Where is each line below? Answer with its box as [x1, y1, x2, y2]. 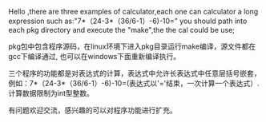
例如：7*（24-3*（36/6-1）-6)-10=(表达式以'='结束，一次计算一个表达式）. [8, 79, 260, 88]
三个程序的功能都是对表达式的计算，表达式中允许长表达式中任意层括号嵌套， [8, 69, 261, 78]
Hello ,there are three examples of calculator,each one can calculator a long [8, 7, 259, 16]
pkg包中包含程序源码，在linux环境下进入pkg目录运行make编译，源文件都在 [8, 41, 256, 51]
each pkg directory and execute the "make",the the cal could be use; [8, 26, 235, 34]
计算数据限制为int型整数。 [8, 89, 95, 98]
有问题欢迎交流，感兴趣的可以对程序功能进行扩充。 [8, 105, 177, 115]
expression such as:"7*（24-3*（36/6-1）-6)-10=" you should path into [8, 16, 248, 26]
